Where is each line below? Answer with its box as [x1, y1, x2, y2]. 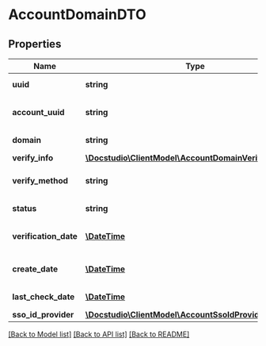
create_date [12, 263, 58, 275]
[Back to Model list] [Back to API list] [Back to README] [8, 329, 190, 339]
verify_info [12, 152, 54, 163]
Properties [8, 37, 62, 51]
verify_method [12, 175, 69, 186]
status [12, 203, 37, 213]
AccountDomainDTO [8, 6, 146, 24]
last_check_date [12, 291, 75, 302]
